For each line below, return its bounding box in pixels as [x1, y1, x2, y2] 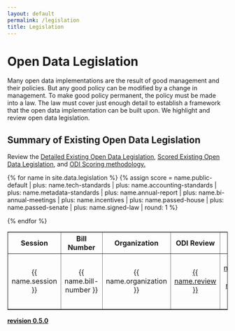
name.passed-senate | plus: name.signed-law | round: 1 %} [7, 204, 178, 212]
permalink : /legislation [7, 17, 80, 24]
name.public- [173, 174, 213, 182]
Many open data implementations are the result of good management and [7, 76, 220, 85]
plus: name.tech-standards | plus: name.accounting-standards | [32, 181, 217, 190]
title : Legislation [7, 23, 64, 30]
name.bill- [64, 276, 99, 286]
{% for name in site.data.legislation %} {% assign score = [7, 174, 173, 182]
